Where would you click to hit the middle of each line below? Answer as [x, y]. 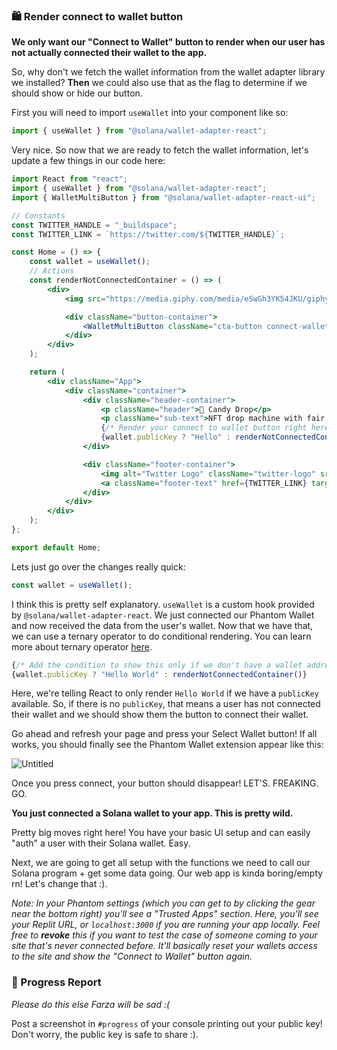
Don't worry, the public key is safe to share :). [105, 1034]
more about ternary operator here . [82, 646]
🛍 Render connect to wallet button [97, 16]
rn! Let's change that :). [59, 884]
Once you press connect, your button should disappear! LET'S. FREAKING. [165, 783]
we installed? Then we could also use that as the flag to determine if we [159, 83]
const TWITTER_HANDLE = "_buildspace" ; [94, 225]
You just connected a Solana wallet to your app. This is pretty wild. [152, 813]
